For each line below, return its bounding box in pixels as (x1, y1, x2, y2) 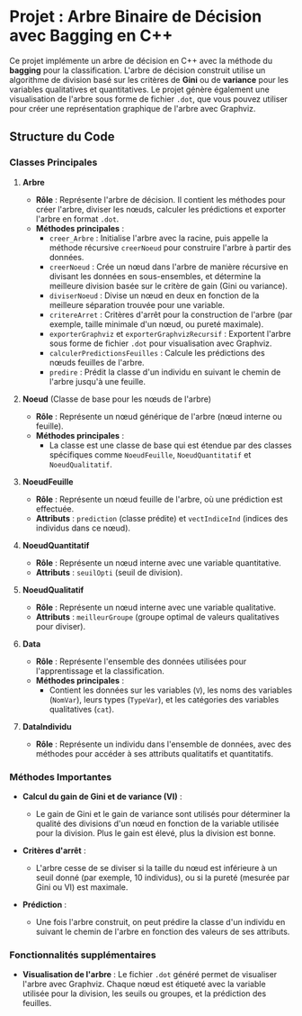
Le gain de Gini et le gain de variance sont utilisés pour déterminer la (35, 808, 290, 819)
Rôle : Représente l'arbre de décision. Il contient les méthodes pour (35, 194, 286, 204)
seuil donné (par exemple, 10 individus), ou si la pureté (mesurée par (35, 872, 290, 883)
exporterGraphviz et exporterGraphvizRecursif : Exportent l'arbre (49, 328, 291, 339)
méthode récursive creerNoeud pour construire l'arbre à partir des (49, 241, 292, 253)
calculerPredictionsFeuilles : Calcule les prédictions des (49, 347, 265, 358)
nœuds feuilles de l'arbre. (49, 357, 146, 367)
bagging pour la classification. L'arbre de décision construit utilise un (9, 65, 266, 76)
